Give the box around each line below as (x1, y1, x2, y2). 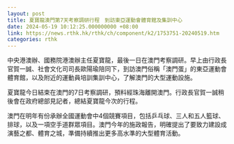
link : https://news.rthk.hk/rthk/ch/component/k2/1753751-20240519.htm (7, 29, 219, 37)
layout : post (7, 10, 45, 17)
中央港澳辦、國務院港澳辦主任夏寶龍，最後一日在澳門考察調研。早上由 (7, 56, 209, 65)
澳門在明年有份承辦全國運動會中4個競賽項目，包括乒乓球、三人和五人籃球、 (7, 112, 225, 120)
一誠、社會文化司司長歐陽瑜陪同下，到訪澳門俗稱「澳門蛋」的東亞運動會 (19, 65, 227, 73)
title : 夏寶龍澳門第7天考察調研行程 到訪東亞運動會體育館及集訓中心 (7, 17, 183, 24)
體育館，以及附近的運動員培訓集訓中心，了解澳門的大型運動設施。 (7, 74, 196, 82)
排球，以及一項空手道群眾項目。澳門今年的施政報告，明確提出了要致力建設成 (7, 120, 227, 129)
